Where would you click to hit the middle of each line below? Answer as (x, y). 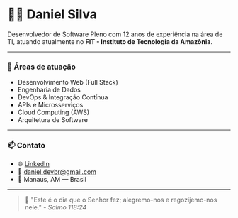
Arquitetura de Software (53, 120)
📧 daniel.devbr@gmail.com (57, 171)
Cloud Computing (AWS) (53, 112)
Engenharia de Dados (49, 90)
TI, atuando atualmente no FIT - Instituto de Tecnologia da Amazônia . (110, 41)
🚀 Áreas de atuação (41, 67)
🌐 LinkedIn (33, 163)
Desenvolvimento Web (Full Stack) (68, 82)
